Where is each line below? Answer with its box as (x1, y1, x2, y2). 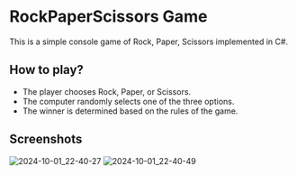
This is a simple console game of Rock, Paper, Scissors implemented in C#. (9, 36, 289, 47)
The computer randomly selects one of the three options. (22, 96, 235, 106)
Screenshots (9, 132, 83, 147)
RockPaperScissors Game (9, 6, 208, 27)
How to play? (9, 62, 84, 78)
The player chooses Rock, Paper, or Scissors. (22, 86, 192, 97)
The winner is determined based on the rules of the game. (22, 106, 238, 116)
